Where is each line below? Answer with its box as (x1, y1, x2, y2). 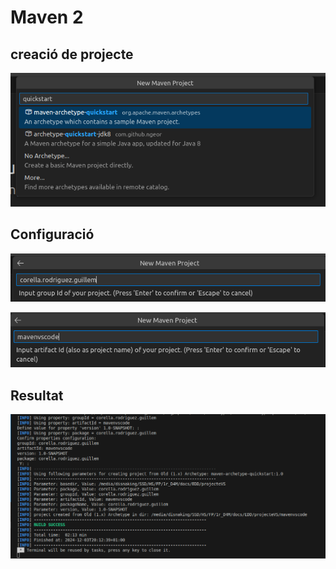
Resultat (10, 387, 64, 404)
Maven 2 (10, 6, 84, 29)
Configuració (10, 226, 95, 243)
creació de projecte (10, 46, 134, 63)
